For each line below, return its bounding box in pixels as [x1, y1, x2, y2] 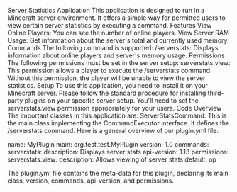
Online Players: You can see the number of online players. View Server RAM [7, 28, 229, 37]
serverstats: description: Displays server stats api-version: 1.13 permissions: [7, 148, 229, 156]
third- [207, 89, 224, 97]
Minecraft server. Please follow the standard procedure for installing [7, 89, 206, 97]
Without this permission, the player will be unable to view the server [7, 74, 206, 82]
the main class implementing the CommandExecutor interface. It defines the [7, 119, 230, 127]
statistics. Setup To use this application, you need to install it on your [7, 81, 208, 89]
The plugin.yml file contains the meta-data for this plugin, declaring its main [7, 169, 228, 177]
